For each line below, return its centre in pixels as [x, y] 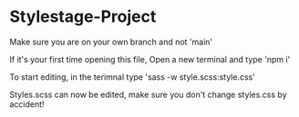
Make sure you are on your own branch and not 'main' [111, 42]
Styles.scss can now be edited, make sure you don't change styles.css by [148, 94]
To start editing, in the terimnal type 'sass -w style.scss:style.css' [132, 77]
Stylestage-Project [83, 17]
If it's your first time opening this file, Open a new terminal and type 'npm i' [150, 59]
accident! [27, 104]
